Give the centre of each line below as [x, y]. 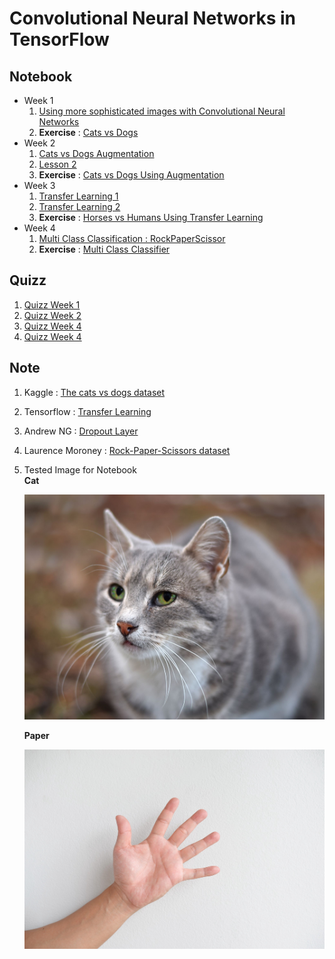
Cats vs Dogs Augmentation [96, 153]
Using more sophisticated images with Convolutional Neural [162, 111]
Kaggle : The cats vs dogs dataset [94, 392]
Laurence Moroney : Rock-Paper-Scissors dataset [127, 450]
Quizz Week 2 [52, 315]
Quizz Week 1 [52, 304]
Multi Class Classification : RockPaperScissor [132, 238]
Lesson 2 [57, 164]
